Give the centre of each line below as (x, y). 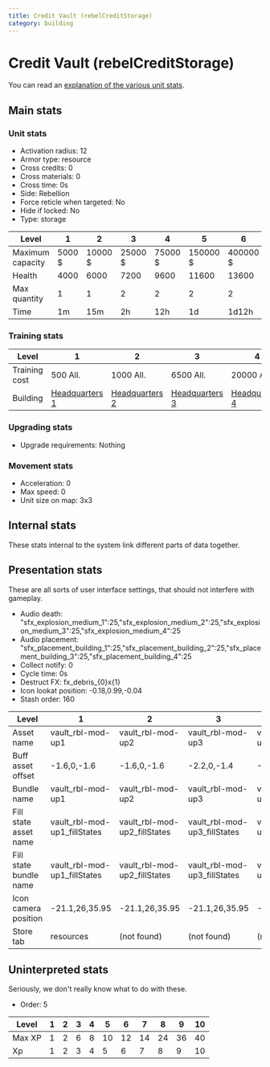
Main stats (35, 110)
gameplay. (25, 598)
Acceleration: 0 (45, 484)
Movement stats (41, 465)
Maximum (31, 252)
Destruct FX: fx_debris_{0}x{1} (70, 682)
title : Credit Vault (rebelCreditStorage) (80, 16)
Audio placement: (49, 639)
